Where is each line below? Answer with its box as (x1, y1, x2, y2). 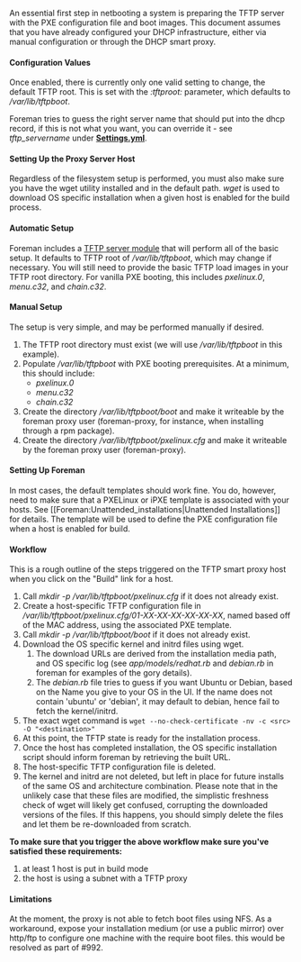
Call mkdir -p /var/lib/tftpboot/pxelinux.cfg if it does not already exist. (22, 591, 279, 602)
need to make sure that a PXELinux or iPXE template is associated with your (9, 495, 290, 505)
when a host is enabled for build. (9, 523, 130, 534)
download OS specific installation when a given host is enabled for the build (9, 193, 290, 204)
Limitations (9, 894, 52, 904)
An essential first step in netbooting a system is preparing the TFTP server (9, 8, 285, 18)
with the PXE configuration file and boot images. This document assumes (9, 17, 281, 28)
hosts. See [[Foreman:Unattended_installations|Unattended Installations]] (9, 504, 281, 515)
